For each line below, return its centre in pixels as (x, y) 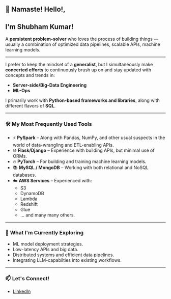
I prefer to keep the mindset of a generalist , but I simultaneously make (79, 65)
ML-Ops (21, 91)
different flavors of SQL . (31, 106)
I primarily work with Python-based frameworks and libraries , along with (83, 100)
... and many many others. (48, 215)
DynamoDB (32, 193)
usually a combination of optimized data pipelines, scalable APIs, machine (83, 44)
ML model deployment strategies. (48, 244)
